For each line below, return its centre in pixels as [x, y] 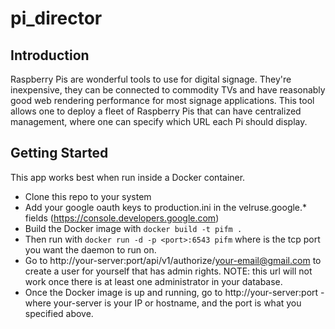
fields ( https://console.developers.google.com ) [122, 218]
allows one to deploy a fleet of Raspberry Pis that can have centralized [156, 111]
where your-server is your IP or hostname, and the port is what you [163, 303]
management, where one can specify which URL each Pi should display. [159, 121]
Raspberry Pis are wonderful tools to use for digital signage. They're [151, 79]
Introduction [50, 55]
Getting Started [59, 153]
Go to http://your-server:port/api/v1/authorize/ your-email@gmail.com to [173, 260]
